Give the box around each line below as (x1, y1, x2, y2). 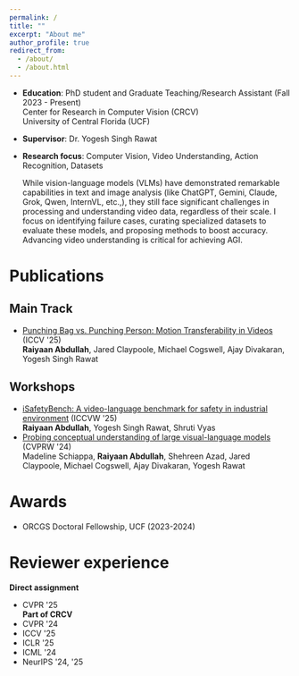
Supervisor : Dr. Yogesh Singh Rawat (21, 133, 158, 144)
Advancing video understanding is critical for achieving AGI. (21, 234, 244, 245)
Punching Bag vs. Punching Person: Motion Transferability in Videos (21, 325, 274, 335)
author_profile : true (9, 38, 90, 47)
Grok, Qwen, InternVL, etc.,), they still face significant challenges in (21, 196, 270, 207)
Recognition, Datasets (21, 160, 104, 171)
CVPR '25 (21, 599, 58, 610)
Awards (9, 491, 68, 511)
